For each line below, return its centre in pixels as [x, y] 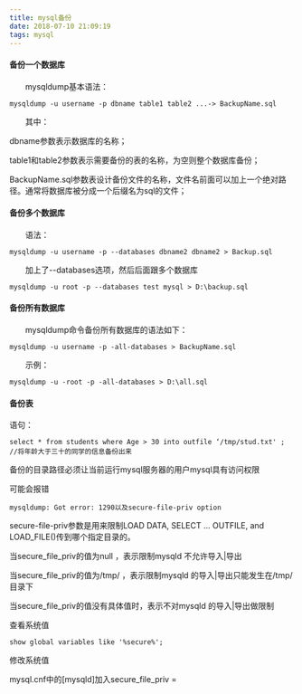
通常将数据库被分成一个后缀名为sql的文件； [106, 190]
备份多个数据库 [37, 213]
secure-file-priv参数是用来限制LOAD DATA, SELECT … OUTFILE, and [137, 526]
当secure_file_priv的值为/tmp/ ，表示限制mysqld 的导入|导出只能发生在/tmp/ [151, 575]
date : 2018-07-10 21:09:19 [60, 26]
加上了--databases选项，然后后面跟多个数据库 [112, 270]
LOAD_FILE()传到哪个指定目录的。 [72, 537]
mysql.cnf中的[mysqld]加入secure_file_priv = [93, 680]
